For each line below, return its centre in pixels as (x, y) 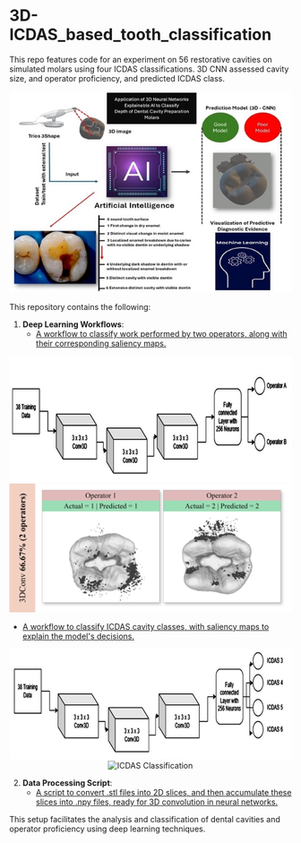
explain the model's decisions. (78, 636)
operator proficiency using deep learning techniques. (107, 829)
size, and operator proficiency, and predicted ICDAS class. (117, 78)
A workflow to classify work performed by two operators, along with (162, 333)
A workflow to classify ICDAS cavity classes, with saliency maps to (146, 626)
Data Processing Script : (67, 783)
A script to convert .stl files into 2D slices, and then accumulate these (163, 793)
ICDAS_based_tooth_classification (140, 34)
